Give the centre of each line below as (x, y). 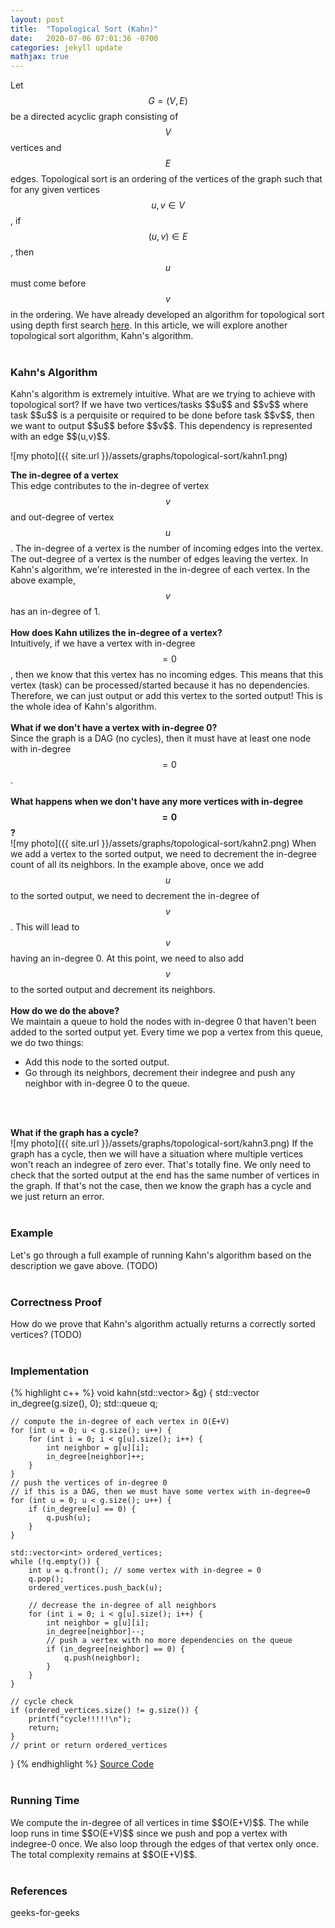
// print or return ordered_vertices (89, 1746)
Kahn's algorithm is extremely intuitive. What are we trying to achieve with (163, 394)
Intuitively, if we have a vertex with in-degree (103, 643)
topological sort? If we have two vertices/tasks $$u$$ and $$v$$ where (159, 405)
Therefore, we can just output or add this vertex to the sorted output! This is (166, 696)
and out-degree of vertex (62, 517)
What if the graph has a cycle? (75, 1133)
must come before (48, 283)
